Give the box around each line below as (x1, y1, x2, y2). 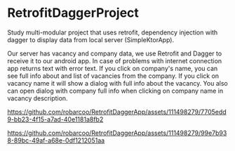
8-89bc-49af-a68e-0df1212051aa (7, 136, 105, 145)
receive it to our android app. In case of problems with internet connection (7, 56, 222, 65)
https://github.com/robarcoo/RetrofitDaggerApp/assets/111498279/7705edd (7, 107, 227, 116)
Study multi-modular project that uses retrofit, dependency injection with (7, 28, 218, 37)
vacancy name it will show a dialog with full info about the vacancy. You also (7, 79, 228, 87)
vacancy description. (7, 93, 68, 103)
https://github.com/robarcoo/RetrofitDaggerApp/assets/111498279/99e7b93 (7, 129, 227, 137)
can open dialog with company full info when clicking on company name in (7, 86, 223, 95)
